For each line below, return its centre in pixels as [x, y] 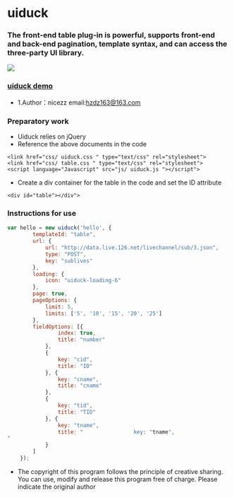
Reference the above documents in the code [82, 144]
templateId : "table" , [64, 235]
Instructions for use [42, 213]
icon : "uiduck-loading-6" [83, 281]
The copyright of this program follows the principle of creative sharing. [120, 471]
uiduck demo [30, 86]
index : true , [77, 333]
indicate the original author [57, 487]
